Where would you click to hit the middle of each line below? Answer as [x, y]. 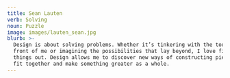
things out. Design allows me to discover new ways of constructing [113, 58]
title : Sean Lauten [35, 13]
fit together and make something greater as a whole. [91, 64]
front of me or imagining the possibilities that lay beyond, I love [114, 52]
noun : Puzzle [26, 26]
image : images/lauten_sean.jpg [52, 32]
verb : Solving [27, 20]
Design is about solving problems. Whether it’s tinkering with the [113, 45]
